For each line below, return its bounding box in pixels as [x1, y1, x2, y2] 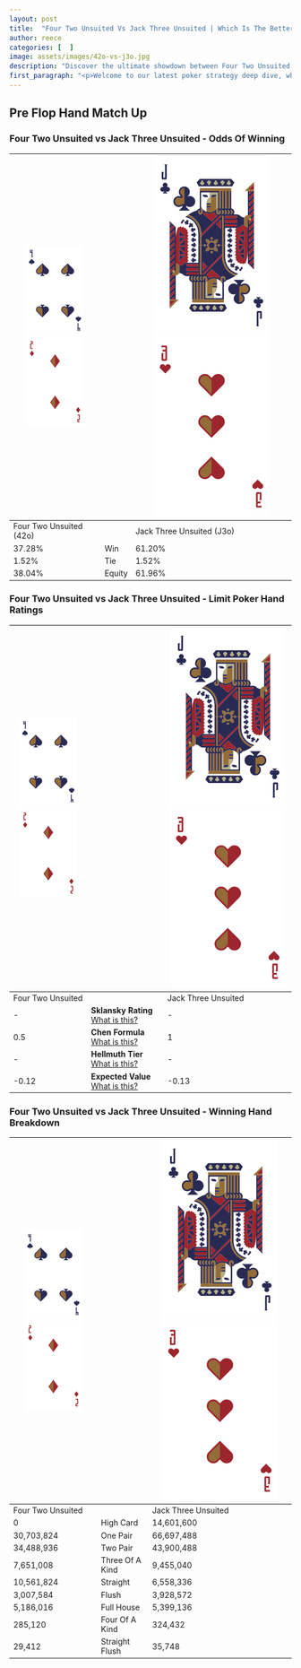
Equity [104, 568, 128, 578]
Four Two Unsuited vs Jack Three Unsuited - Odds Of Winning [9, 133, 285, 145]
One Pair [100, 1530, 133, 1541]
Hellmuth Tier [90, 1049, 143, 1060]
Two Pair [100, 1542, 133, 1553]
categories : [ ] [9, 43, 74, 52]
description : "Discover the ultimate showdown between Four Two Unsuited [9, 62, 291, 71]
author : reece [9, 33, 63, 42]
